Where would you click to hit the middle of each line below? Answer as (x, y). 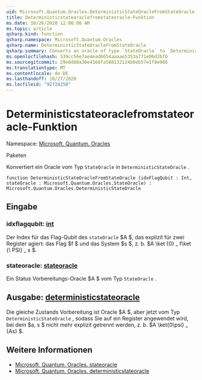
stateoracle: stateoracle (42, 265)
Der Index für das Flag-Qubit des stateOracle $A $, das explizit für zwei (95, 237)
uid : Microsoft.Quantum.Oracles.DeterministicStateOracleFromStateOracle (101, 12)
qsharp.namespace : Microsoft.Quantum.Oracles (64, 40)
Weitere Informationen (50, 350)
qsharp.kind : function (35, 34)
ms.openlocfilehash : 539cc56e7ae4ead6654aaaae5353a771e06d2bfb (87, 57)
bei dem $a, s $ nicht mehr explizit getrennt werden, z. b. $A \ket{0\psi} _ (97, 325)
